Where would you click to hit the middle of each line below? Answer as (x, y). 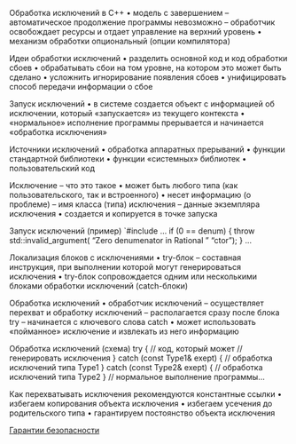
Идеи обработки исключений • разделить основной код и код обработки (148, 58)
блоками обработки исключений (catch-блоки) (99, 286)
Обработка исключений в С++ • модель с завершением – (119, 13)
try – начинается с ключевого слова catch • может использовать (133, 322)
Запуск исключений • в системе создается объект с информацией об (142, 104)
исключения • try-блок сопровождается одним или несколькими (133, 276)
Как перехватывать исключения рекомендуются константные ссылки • (145, 394)
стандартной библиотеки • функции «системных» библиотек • (128, 159)
